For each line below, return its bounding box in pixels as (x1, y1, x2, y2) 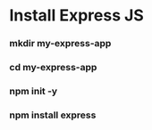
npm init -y (9, 85, 58, 97)
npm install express (9, 109, 97, 121)
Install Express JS (9, 5, 145, 26)
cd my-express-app (9, 61, 97, 74)
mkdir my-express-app (9, 37, 112, 50)
